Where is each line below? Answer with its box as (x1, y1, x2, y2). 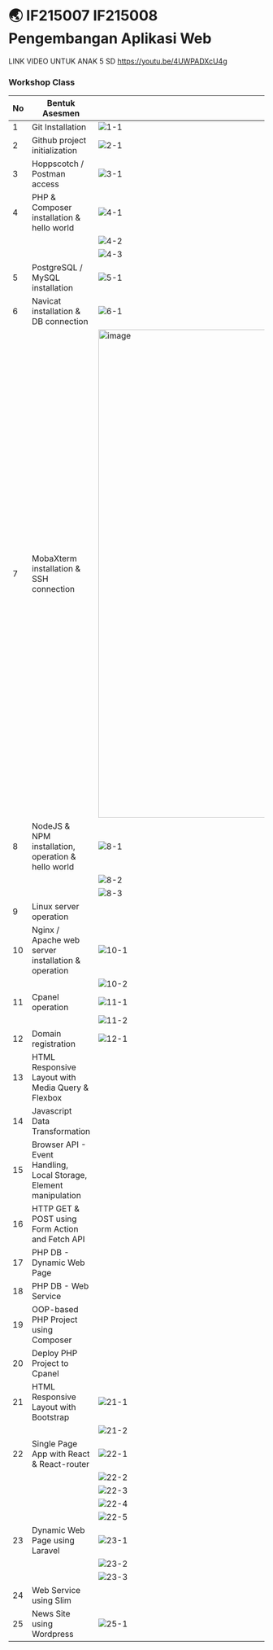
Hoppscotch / (32, 158, 84, 169)
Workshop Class (8, 77, 76, 88)
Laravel (32, 1545, 60, 1556)
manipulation (32, 1190, 81, 1201)
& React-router (32, 1459, 90, 1470)
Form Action (32, 1223, 79, 1235)
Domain (32, 1028, 62, 1039)
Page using (32, 1535, 75, 1547)
